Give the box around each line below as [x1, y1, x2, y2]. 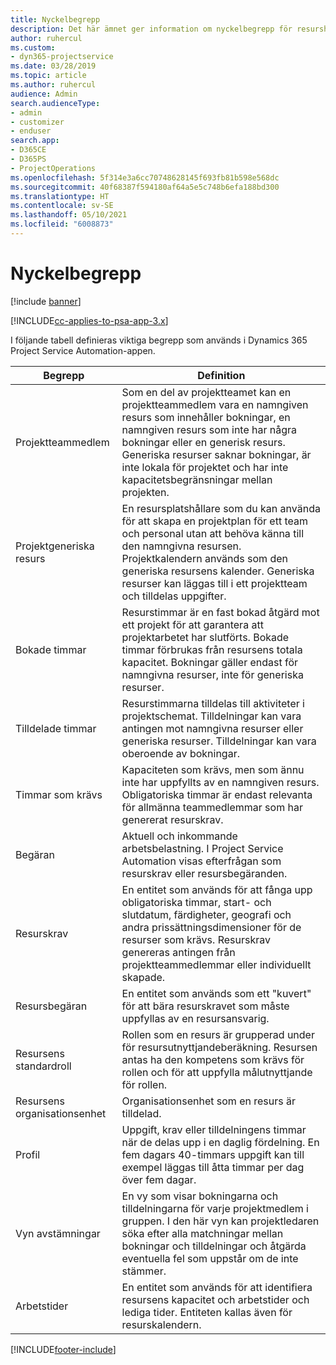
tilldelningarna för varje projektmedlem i [121, 1201, 309, 1215]
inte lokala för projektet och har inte [121, 460, 289, 474]
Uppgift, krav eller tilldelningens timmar [121, 1122, 307, 1136]
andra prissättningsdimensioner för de [121, 920, 302, 934]
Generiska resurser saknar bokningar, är [121, 447, 312, 461]
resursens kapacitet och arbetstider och [121, 1292, 310, 1306]
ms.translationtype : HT [10, 191, 110, 201]
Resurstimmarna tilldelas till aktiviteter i [121, 696, 305, 710]
